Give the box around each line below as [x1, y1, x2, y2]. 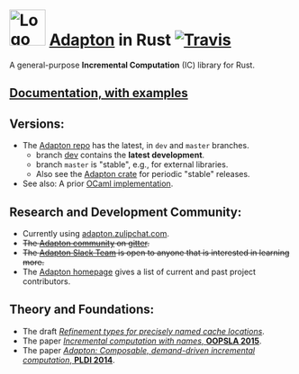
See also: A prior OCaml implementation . [22, 178, 174, 189]
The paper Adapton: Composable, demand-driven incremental [22, 344, 255, 355]
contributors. [22, 275, 71, 287]
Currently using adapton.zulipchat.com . [22, 227, 169, 238]
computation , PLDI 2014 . [22, 354, 115, 365]
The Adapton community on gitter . [22, 237, 150, 248]
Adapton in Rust [49, 30, 172, 50]
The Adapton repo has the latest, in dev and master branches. [22, 140, 249, 151]
